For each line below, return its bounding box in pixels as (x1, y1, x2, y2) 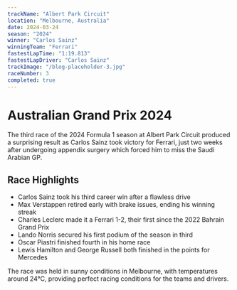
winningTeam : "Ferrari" (7, 43, 78, 50)
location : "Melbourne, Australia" (7, 17, 110, 24)
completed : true (7, 76, 56, 84)
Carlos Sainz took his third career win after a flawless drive (17, 193, 191, 201)
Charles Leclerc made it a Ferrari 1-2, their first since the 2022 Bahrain (17, 215, 224, 224)
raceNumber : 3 (7, 70, 50, 77)
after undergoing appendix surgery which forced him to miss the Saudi (7, 146, 215, 154)
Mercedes (17, 253, 48, 262)
